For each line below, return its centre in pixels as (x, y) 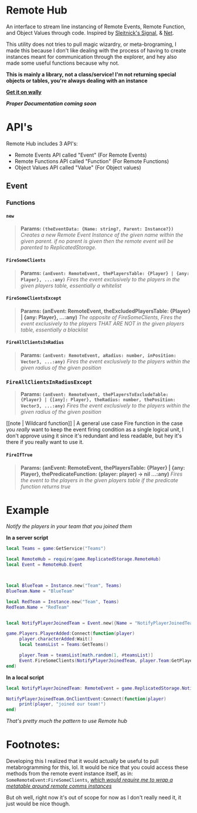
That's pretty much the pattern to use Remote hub (67, 721)
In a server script (27, 538)
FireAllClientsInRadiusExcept (49, 382)
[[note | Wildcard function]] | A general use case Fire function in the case (94, 423)
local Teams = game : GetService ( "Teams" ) (56, 549)
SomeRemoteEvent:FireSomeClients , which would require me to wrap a (89, 780)
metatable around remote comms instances (59, 786)
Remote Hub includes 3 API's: (42, 143)
